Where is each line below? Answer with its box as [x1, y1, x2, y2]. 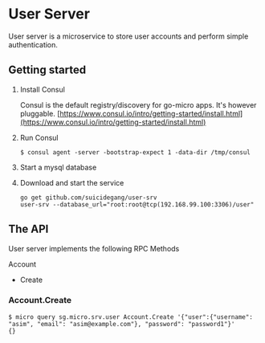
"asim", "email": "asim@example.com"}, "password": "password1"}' [8, 320, 235, 328]
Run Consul [19, 133, 59, 142]
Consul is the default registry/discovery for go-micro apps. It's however [19, 100, 257, 109]
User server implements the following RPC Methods [8, 243, 180, 253]
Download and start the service [19, 178, 124, 187]
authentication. [8, 39, 59, 49]
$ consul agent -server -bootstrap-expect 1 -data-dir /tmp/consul [19, 148, 251, 157]
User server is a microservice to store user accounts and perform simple [8, 31, 249, 41]
